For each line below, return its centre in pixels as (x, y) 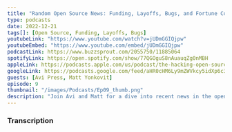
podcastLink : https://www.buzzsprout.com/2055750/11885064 (94, 52)
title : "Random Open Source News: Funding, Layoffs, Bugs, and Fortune (112, 13)
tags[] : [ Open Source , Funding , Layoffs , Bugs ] (77, 33)
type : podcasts (29, 20)
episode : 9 (23, 84)
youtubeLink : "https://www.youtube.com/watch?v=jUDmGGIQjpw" (97, 39)
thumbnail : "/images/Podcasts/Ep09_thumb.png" (75, 90)
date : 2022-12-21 (32, 26)
